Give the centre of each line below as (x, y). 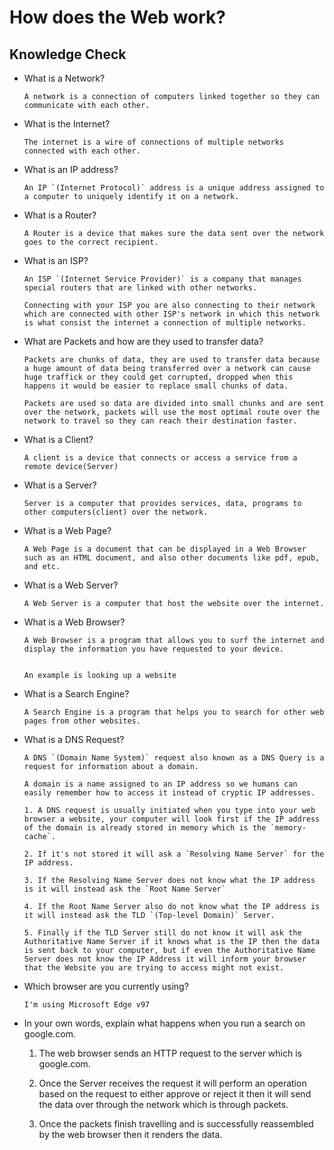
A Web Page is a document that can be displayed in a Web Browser (165, 549)
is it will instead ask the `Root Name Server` (124, 889)
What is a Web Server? (71, 585)
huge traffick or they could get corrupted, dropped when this (158, 377)
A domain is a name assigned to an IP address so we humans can (160, 784)
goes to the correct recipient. (91, 242)
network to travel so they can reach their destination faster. (160, 421)
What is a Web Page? (67, 530)
